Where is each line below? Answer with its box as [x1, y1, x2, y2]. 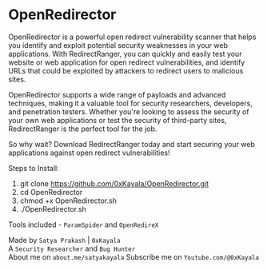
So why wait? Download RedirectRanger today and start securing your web [8, 139, 256, 149]
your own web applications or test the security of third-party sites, [8, 115, 227, 125]
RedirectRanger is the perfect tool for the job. [8, 124, 157, 133]
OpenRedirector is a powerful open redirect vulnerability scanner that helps [8, 32, 257, 42]
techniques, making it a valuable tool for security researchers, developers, [8, 98, 253, 108]
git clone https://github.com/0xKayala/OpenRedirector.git [19, 178, 209, 189]
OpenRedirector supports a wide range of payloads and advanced [8, 89, 226, 99]
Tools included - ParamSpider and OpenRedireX [8, 220, 159, 229]
